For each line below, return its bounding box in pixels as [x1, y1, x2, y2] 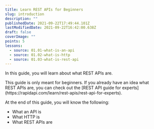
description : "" [5, 16, 38, 21]
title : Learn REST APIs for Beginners [5, 7, 83, 12]
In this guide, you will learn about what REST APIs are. [5, 70, 113, 76]
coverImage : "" [5, 35, 36, 39]
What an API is [12, 109, 42, 115]
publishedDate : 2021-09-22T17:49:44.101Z [5, 20, 90, 26]
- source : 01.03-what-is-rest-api [9, 57, 79, 62]
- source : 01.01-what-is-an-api [9, 48, 75, 53]
